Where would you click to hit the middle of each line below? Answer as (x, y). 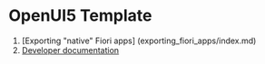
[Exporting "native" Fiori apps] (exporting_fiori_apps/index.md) (139, 41)
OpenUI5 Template (80, 16)
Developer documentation (70, 50)
